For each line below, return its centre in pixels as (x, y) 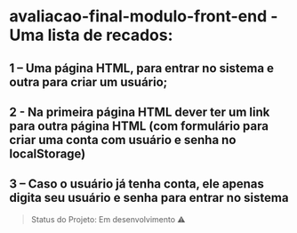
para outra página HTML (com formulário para (139, 126)
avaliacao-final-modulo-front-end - (144, 16)
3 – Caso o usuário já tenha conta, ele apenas (136, 184)
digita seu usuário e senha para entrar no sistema (149, 198)
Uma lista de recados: (91, 35)
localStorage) (48, 153)
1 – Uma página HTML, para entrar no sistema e (141, 68)
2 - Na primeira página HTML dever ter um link (140, 112)
